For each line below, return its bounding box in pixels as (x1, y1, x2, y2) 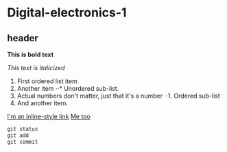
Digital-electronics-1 (7, 5, 127, 21)
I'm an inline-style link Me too (7, 112, 91, 120)
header (7, 32, 39, 44)
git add (7, 132, 29, 139)
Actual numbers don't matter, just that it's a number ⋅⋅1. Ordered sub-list (16, 91, 221, 100)
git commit (7, 138, 38, 145)
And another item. (16, 99, 69, 107)
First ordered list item (16, 77, 77, 85)
